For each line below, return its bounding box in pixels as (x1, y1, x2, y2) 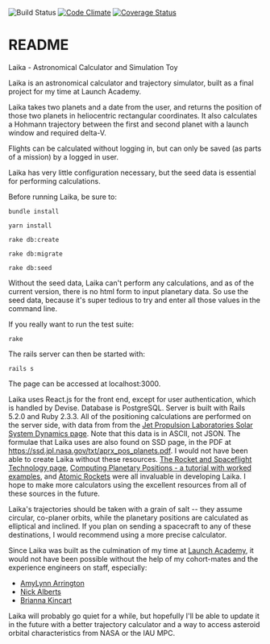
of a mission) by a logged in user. (8, 152, 119, 161)
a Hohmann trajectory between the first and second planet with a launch (8, 119, 249, 129)
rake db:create (8, 235, 60, 243)
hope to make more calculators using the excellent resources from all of (8, 480, 247, 489)
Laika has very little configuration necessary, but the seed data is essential (8, 168, 256, 177)
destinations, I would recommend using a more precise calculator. (8, 530, 227, 539)
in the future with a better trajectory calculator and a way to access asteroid (8, 619, 260, 629)
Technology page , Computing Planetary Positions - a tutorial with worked (8, 463, 252, 472)
